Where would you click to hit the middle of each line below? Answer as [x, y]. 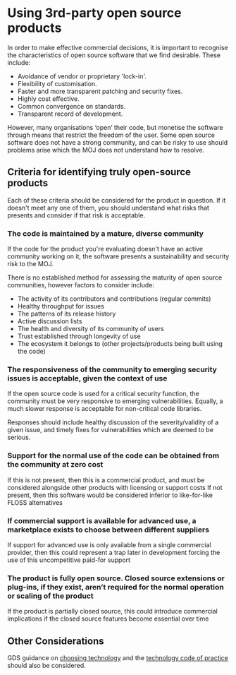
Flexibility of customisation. [57, 83]
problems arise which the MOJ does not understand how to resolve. [106, 150]
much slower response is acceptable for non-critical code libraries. [105, 409]
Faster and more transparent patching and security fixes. [100, 91]
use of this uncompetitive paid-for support [69, 560]
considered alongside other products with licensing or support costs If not [115, 487]
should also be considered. [46, 666]
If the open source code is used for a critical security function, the [103, 394]
